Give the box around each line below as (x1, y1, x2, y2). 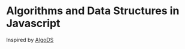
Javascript (6, 17, 61, 30)
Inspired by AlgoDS (6, 36, 54, 43)
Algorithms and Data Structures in (6, 4, 180, 18)
